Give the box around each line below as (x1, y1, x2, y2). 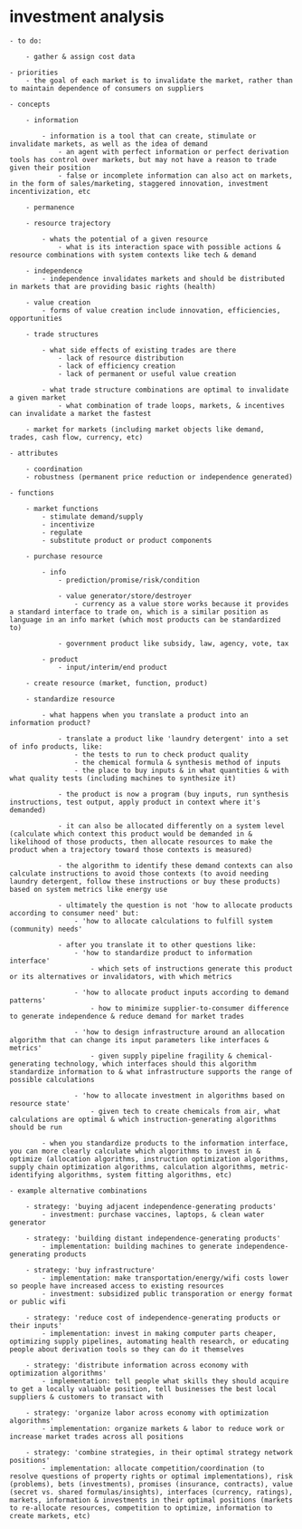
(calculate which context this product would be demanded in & (9, 829, 253, 838)
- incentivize (42, 519, 95, 529)
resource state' (9, 1098, 71, 1108)
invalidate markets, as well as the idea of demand (9, 139, 208, 149)
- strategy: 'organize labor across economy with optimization (25, 1408, 269, 1418)
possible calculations (9, 1075, 95, 1084)
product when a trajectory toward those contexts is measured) (9, 845, 253, 854)
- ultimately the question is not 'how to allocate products (57, 900, 294, 910)
